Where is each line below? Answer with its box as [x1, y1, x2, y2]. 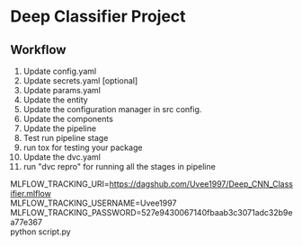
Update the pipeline [22, 123, 97, 134]
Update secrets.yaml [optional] [22, 75, 138, 86]
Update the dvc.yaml [22, 152, 102, 163]
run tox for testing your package [22, 142, 143, 153]
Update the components [22, 114, 113, 124]
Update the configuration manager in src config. [22, 104, 202, 114]
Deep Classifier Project [10, 6, 187, 27]
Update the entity [22, 94, 88, 105]
